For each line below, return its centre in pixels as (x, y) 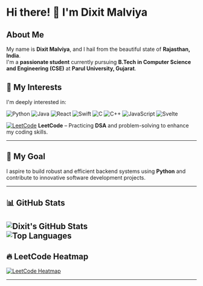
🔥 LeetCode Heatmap (47, 256)
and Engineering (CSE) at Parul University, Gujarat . (71, 68)
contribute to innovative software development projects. (76, 177)
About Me (25, 35)
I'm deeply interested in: (36, 102)
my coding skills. (27, 132)
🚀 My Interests (34, 87)
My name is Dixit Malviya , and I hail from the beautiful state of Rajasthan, (98, 49)
